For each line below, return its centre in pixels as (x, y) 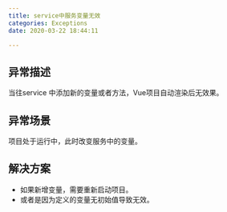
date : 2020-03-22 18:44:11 (53, 30)
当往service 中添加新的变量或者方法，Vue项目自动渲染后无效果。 (116, 93)
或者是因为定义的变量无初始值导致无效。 (87, 199)
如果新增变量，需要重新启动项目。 (76, 190)
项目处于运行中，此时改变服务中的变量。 (75, 141)
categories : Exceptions (48, 23)
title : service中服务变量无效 (55, 16)
